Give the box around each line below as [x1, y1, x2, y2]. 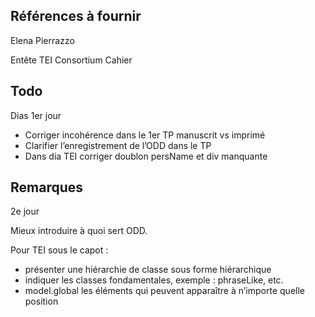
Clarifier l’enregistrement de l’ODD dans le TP [24, 139, 212, 151]
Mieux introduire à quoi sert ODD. [10, 225, 148, 237]
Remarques [10, 179, 84, 196]
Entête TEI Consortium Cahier [10, 54, 133, 66]
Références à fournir [10, 8, 142, 25]
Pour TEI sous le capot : [10, 244, 109, 256]
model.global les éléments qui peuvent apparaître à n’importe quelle [24, 285, 305, 297]
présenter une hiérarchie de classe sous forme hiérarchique [24, 264, 272, 276]
